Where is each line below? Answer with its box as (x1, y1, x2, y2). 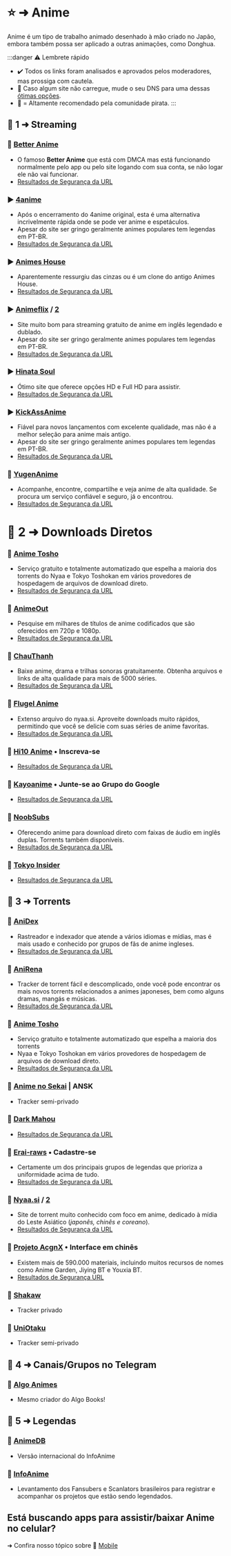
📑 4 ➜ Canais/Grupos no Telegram (7, 1358, 157, 1371)
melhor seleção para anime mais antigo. (17, 430, 131, 439)
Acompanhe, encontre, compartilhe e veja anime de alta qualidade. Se (17, 485, 217, 493)
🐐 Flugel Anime (7, 699, 59, 708)
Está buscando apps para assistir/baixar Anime (7, 1512, 215, 1524)
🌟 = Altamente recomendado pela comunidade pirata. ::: (17, 99, 177, 107)
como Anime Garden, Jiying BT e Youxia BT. (17, 1265, 143, 1274)
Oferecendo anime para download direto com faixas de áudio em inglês (17, 828, 221, 836)
